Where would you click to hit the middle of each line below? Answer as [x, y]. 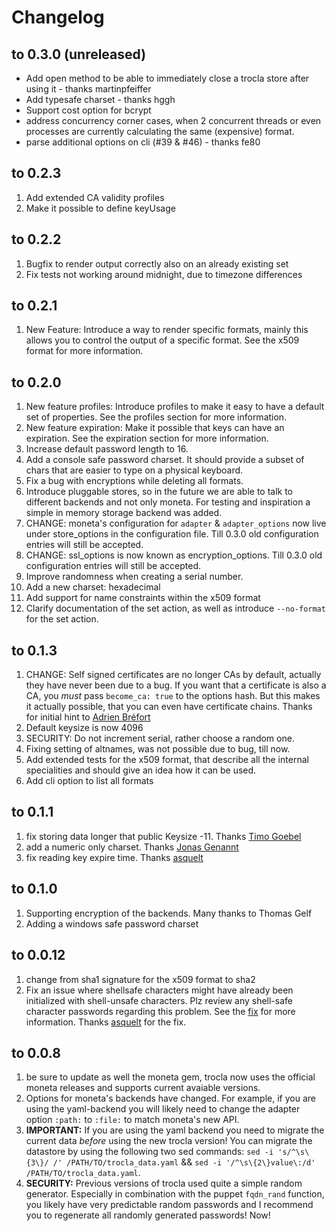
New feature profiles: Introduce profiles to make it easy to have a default [175, 407]
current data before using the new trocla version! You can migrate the [169, 1141]
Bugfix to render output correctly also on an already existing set [157, 263]
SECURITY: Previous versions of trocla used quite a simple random [164, 1183]
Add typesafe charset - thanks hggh [100, 99]
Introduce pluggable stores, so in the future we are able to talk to [159, 492]
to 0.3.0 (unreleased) [79, 54]
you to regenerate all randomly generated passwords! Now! [148, 1215]
